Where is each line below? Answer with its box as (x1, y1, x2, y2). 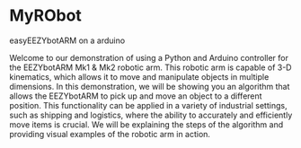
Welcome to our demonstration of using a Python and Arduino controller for (9, 52, 289, 63)
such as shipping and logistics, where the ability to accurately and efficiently (9, 109, 293, 120)
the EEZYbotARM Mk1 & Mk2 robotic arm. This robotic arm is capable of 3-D (9, 62, 292, 73)
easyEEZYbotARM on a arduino (9, 35, 126, 46)
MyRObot (9, 5, 83, 26)
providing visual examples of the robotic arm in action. (9, 128, 211, 139)
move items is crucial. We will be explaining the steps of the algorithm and (9, 118, 284, 130)
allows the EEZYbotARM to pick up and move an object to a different (9, 91, 262, 101)
